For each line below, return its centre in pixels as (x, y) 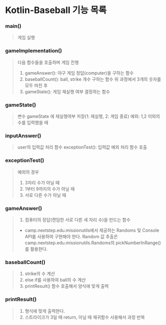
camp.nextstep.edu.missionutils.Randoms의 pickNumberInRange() (93, 243)
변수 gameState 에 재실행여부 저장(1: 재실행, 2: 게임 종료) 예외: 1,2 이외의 (89, 116)
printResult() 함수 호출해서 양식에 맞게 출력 (67, 286)
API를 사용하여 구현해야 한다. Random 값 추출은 (71, 236)
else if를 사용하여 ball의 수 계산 (55, 280)
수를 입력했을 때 (33, 123)
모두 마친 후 (36, 85)
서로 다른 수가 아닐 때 (45, 195)
